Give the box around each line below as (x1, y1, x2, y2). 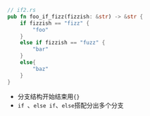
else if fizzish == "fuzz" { (20, 39, 106, 46)
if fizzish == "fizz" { (20, 20, 90, 27)
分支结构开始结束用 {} (17, 92, 80, 101)
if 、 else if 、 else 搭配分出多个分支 (17, 101, 125, 109)
